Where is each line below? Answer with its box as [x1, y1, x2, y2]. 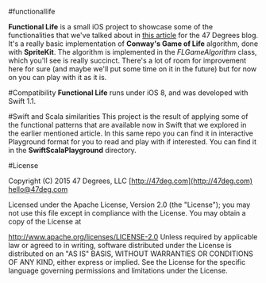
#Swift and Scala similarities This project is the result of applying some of [8, 112, 249, 121]
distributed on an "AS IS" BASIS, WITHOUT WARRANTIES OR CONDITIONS [8, 249, 254, 258]
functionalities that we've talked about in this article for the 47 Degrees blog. [8, 31, 259, 40]
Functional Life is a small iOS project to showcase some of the [8, 22, 213, 31]
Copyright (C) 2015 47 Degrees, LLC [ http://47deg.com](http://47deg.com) [8, 176, 253, 185]
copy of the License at [8, 217, 82, 226]
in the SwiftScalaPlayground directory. [8, 146, 137, 155]
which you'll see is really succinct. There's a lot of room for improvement [8, 55, 247, 65]
